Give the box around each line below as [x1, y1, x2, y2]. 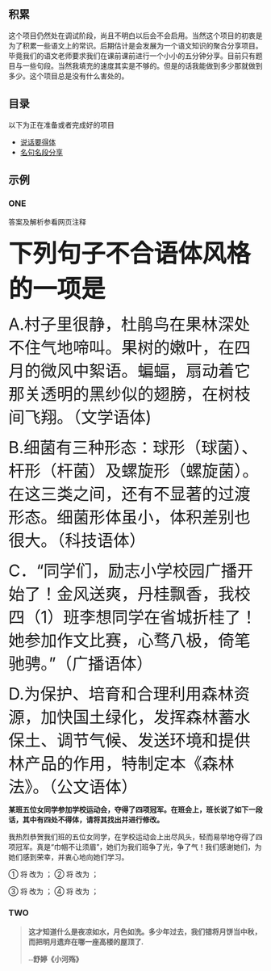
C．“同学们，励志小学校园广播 [8, 561, 238, 582]
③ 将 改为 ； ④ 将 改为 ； [8, 887, 99, 897]
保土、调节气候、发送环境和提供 [8, 730, 252, 751]
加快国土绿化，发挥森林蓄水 [40, 707, 252, 728]
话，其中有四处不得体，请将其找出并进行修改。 [8, 815, 164, 825]
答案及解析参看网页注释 [8, 217, 86, 227]
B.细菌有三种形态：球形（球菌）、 [8, 437, 258, 458]
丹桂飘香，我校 [137, 584, 252, 604]
